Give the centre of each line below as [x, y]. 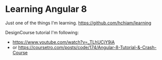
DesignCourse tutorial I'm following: [42, 32]
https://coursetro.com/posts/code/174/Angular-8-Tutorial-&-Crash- [87, 47]
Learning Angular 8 [46, 9]
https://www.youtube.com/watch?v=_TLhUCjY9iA [63, 42]
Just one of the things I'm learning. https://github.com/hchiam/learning [78, 23]
